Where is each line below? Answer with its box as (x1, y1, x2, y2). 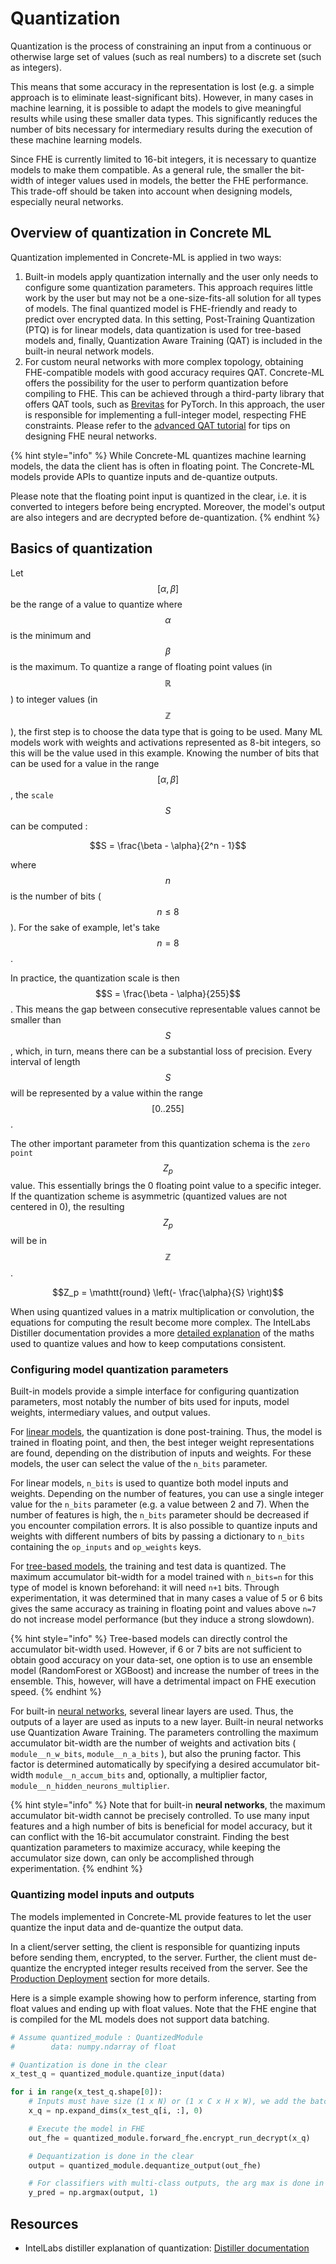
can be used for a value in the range (10, 757, 160, 769)
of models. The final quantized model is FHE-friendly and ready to (24, 302, 298, 314)
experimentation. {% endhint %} (10, 1863, 143, 1875)
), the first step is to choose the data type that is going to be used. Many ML (10, 725, 323, 737)
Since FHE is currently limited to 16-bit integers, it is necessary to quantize (10, 153, 317, 165)
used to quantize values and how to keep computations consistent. (10, 1338, 287, 1350)
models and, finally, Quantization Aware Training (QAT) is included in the (24, 334, 323, 346)
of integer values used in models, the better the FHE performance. (35, 174, 309, 186)
